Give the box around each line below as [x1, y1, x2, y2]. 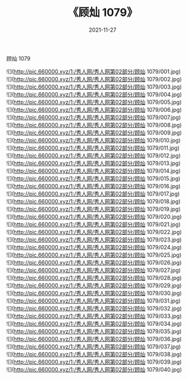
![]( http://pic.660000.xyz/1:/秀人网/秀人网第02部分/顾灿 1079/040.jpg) [6, 366, 182, 373]
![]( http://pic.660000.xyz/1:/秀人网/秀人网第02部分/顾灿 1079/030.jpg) [6, 289, 182, 296]
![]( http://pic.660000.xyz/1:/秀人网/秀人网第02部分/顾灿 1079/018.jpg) [6, 197, 181, 205]
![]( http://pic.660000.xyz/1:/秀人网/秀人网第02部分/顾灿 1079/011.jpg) [6, 144, 180, 152]
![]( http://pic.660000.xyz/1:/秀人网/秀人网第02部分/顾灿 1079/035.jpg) [6, 328, 182, 335]
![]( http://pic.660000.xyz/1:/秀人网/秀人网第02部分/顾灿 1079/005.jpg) [6, 98, 182, 106]
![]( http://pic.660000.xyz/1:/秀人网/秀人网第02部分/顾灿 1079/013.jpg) [6, 160, 181, 167]
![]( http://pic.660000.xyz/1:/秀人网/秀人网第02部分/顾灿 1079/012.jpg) [6, 152, 181, 159]
